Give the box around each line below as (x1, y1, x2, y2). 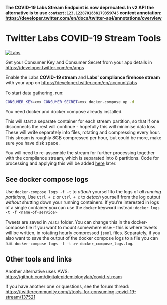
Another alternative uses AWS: (5, 268, 69, 275)
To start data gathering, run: (5, 90, 64, 96)
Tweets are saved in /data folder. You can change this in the (5, 219, 130, 225)
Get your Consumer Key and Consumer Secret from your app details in (5, 59, 152, 65)
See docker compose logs (5, 175, 89, 184)
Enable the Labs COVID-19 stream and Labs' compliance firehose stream (5, 74, 160, 80)
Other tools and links (5, 255, 72, 264)
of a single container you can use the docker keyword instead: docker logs (5, 204, 160, 210)
